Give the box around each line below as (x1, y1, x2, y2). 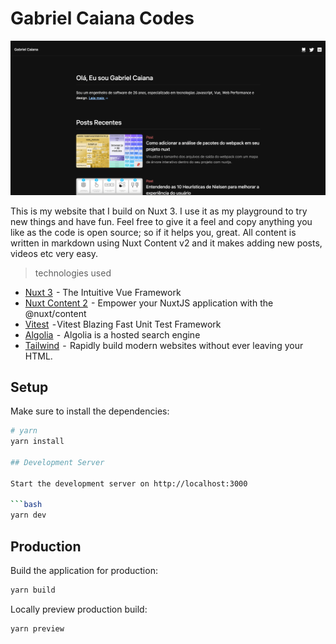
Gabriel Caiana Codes (10, 7, 195, 30)
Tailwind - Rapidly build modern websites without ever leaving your (24, 339, 304, 351)
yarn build (10, 585, 56, 596)
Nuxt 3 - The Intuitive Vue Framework (24, 286, 182, 298)
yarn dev (10, 510, 47, 521)
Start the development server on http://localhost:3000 (10, 478, 248, 489)
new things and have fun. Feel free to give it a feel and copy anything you (10, 215, 313, 227)
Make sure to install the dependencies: (10, 405, 170, 417)
